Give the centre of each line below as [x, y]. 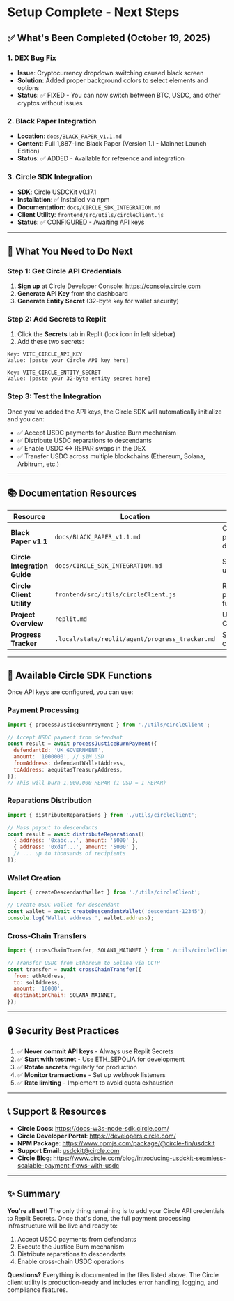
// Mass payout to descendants [53, 827]
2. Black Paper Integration [52, 121]
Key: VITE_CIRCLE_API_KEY [45, 354]
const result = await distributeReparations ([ [76, 834]
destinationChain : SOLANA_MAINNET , [65, 995]
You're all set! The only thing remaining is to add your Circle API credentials [116, 1210]
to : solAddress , [37, 982]
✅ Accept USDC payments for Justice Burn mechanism [96, 433]
